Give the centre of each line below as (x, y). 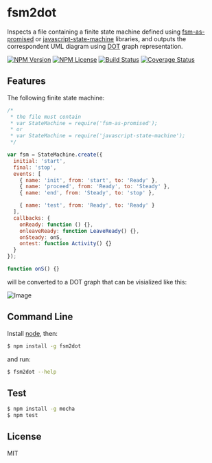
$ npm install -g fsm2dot (44, 346)
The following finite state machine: (56, 98)
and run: (19, 359)
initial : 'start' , (40, 161)
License (24, 437)
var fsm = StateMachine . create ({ (55, 155)
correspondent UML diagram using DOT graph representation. (95, 46)
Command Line (40, 317)
